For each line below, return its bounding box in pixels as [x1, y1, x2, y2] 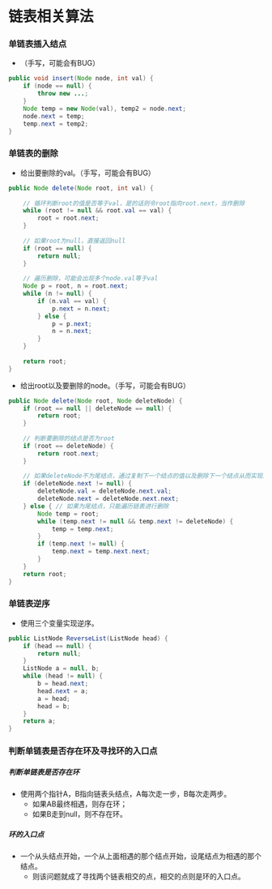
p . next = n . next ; [51, 305, 111, 313]
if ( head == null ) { [23, 642, 92, 650]
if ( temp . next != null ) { [37, 540, 125, 548]
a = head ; [37, 695, 70, 703]
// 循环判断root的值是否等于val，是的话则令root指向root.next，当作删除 [23, 199, 245, 207]
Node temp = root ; [37, 510, 100, 518]
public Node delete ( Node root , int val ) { [8, 184, 154, 192]
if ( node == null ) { [23, 82, 92, 90]
